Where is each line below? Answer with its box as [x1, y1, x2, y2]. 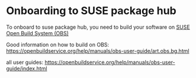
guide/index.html [6, 65, 47, 72]
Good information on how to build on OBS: [6, 41, 110, 48]
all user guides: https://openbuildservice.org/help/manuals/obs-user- [6, 59, 176, 66]
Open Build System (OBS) [6, 29, 69, 36]
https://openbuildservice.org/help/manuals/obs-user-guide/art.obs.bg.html [6, 47, 189, 54]
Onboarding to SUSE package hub [6, 4, 176, 18]
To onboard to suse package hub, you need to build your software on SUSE [6, 23, 191, 30]
